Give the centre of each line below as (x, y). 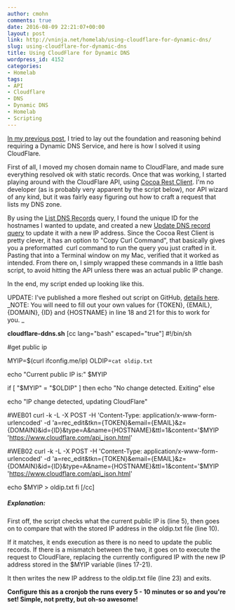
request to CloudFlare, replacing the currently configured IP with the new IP (116, 557)
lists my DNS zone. (34, 204)
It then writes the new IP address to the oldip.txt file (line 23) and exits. (109, 578)
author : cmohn (28, 14)
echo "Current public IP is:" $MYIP (57, 374)
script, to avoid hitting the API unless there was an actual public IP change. (115, 270)
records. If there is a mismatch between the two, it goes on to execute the (114, 550)
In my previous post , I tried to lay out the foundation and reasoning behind (114, 138)
